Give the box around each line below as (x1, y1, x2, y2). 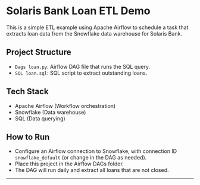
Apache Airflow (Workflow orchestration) (14, 102, 116, 109)
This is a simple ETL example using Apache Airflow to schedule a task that (6, 24, 189, 31)
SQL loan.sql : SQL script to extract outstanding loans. (14, 69, 148, 76)
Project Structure (6, 47, 71, 58)
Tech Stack (6, 87, 49, 97)
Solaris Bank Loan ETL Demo (6, 4, 151, 18)
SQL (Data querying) (14, 114, 65, 122)
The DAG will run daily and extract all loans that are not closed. (14, 167, 169, 174)
